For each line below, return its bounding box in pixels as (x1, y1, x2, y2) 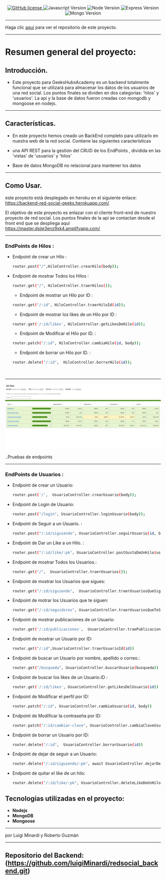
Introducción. (5, 66, 48, 74)
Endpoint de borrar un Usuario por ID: (12, 732, 89, 738)
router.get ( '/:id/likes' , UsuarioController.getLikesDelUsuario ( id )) (12, 684, 159, 689)
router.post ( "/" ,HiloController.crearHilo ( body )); (12, 264, 119, 269)
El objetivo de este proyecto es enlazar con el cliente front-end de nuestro (5, 210, 157, 216)
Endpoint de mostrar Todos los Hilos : (12, 273, 89, 279)
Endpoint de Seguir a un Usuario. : (12, 520, 83, 526)
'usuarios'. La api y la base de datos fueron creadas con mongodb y (12, 95, 151, 101)
